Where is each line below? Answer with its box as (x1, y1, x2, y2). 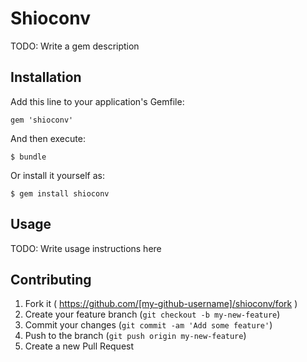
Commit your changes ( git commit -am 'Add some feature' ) (24, 319, 273, 331)
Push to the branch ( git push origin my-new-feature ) (24, 330, 247, 342)
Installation (10, 69, 82, 86)
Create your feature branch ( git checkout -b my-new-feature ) (24, 308, 281, 321)
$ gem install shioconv (10, 188, 110, 199)
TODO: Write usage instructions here (10, 242, 162, 254)
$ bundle (10, 152, 47, 162)
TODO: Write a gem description (10, 40, 140, 52)
